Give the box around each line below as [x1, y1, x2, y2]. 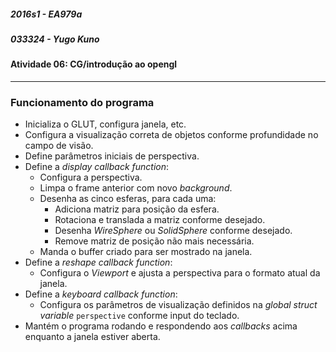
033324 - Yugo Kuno [10, 33, 100, 45]
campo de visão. [24, 140, 94, 152]
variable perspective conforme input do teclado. [39, 310, 240, 322]
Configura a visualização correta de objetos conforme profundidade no [24, 129, 319, 141]
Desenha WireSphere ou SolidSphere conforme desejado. [54, 225, 293, 237]
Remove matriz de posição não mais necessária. [54, 235, 255, 247]
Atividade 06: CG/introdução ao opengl [10, 58, 178, 70]
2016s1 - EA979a [10, 8, 83, 20]
